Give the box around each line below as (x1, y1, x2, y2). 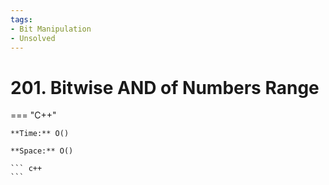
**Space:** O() (10, 146, 74, 156)
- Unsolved (10, 33, 56, 43)
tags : (10, 14, 33, 25)
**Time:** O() (10, 129, 70, 139)
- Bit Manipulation (10, 24, 92, 34)
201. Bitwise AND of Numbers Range (10, 76, 320, 99)
